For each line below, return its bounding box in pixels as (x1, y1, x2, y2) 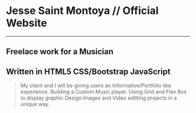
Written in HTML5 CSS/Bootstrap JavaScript (6, 66, 171, 76)
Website (6, 16, 47, 30)
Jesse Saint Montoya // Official (6, 4, 159, 17)
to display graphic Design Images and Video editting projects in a (20, 94, 177, 101)
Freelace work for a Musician (6, 47, 114, 57)
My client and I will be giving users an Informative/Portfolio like (20, 82, 171, 89)
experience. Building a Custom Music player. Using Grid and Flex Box (20, 89, 187, 96)
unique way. (20, 101, 50, 108)
